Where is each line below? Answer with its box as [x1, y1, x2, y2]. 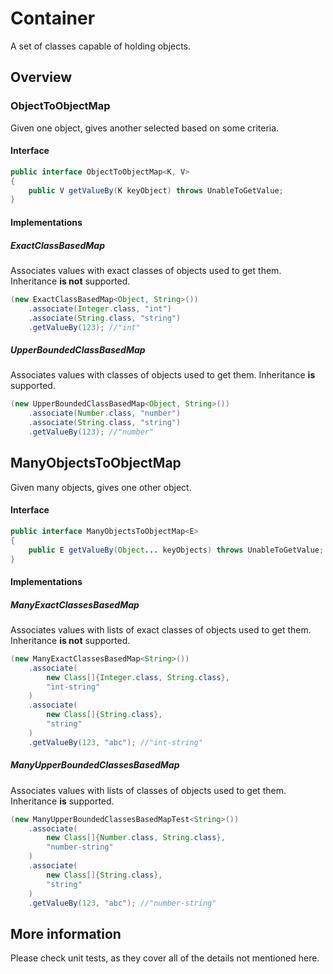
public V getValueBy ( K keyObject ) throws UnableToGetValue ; [28, 185, 284, 196]
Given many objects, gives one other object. [10, 481, 192, 493]
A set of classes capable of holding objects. [10, 40, 192, 52]
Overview [10, 69, 73, 86]
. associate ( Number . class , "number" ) [28, 408, 182, 419]
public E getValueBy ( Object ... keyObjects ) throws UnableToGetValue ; [28, 545, 325, 555]
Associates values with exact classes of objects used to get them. [10, 264, 282, 276]
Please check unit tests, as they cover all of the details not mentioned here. [10, 952, 320, 964]
